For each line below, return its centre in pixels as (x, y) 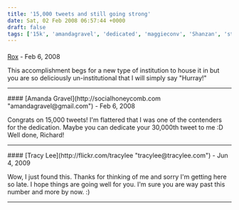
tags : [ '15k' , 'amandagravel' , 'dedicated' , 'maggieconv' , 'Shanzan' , (114, 34)
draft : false (27, 27)
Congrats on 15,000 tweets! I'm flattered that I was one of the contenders (115, 120)
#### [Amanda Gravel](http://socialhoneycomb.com (84, 98)
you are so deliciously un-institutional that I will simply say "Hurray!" (107, 78)
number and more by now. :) (49, 191)
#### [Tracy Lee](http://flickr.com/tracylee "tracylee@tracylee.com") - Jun (118, 155)
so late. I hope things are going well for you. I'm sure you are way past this (116, 184)
